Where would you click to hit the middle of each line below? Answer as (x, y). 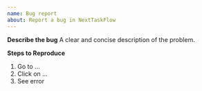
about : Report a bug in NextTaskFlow (62, 20)
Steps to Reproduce (36, 53)
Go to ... (28, 66)
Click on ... (33, 74)
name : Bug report (32, 13)
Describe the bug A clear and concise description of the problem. (101, 39)
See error (31, 81)
